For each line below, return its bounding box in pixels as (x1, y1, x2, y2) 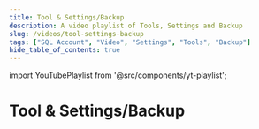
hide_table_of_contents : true (9, 46, 121, 55)
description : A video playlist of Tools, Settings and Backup (9, 21, 243, 30)
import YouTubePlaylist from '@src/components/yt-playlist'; (9, 70, 227, 80)
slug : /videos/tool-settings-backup (9, 29, 144, 38)
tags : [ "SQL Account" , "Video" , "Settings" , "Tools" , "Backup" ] (9, 37, 251, 47)
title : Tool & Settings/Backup (9, 12, 125, 22)
